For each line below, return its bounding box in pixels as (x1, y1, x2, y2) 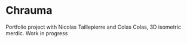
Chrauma (5, 4, 53, 17)
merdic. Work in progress (5, 29, 68, 36)
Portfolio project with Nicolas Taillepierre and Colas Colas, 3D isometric (5, 23, 182, 30)
